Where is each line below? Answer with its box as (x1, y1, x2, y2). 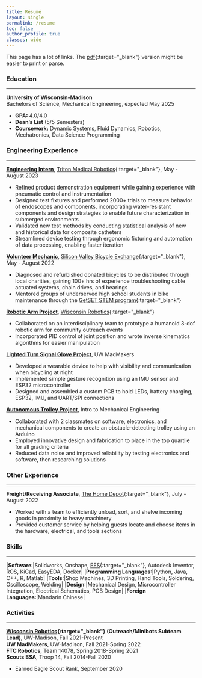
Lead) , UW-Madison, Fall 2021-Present (6, 634, 103, 641)
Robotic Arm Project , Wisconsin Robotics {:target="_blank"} (6, 308, 155, 315)
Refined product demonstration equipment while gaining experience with (14, 183, 196, 191)
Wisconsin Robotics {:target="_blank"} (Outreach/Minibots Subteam (6, 628, 182, 635)
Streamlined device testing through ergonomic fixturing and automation (14, 235, 192, 242)
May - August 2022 (6, 259, 55, 267)
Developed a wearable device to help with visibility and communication (14, 362, 191, 369)
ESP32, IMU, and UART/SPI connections (14, 394, 115, 401)
